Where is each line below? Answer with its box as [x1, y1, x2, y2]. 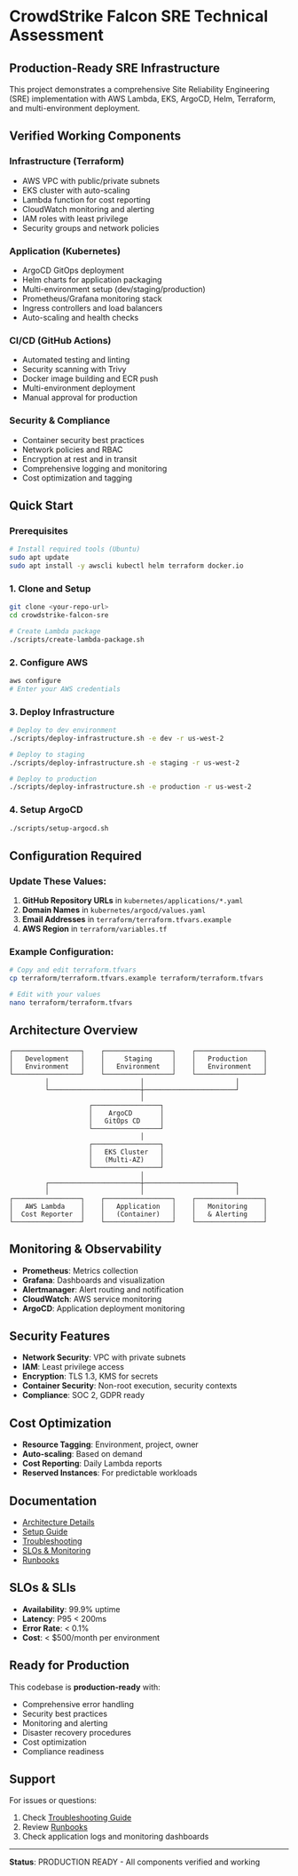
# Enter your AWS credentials [9, 684, 122, 694]
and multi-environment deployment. [9, 103, 140, 113]
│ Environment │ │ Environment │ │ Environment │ [9, 1061, 268, 1071]
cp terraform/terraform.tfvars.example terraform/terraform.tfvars [9, 974, 264, 983]
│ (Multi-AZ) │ [88, 1155, 165, 1165]
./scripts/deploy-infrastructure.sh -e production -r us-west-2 [9, 783, 252, 791]
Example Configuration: [9, 946, 114, 958]
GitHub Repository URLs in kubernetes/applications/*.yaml [21, 895, 244, 906]
